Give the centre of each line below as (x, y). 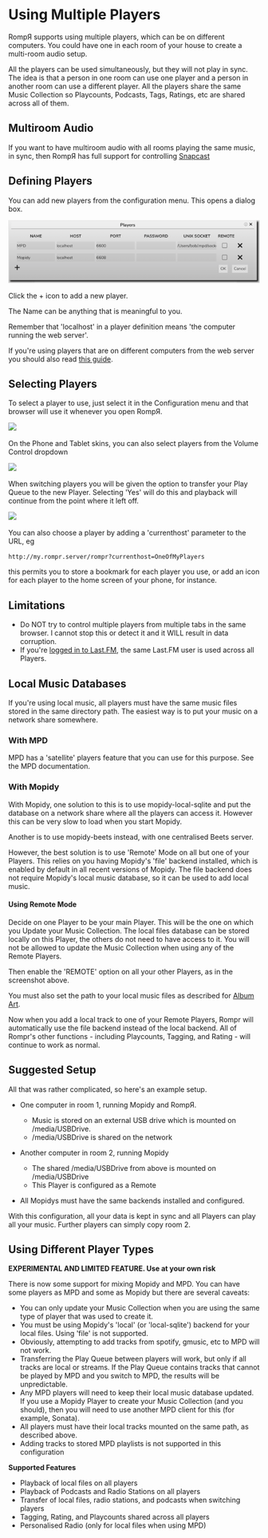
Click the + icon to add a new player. (68, 295)
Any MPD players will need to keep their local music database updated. (137, 1393)
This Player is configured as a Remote (94, 1185)
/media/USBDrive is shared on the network (102, 1137)
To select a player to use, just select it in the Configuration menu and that (128, 403)
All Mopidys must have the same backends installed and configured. (132, 1200)
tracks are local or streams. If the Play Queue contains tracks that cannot (140, 1367)
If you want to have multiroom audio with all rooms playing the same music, (132, 147)
